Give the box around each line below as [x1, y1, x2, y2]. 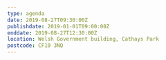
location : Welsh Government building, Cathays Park [7, 36, 159, 43]
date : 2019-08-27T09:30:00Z [7, 17, 89, 23]
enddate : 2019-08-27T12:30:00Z [7, 29, 98, 37]
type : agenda [7, 10, 45, 17]
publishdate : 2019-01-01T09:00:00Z [7, 23, 110, 30]
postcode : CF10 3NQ [7, 42, 64, 49]
